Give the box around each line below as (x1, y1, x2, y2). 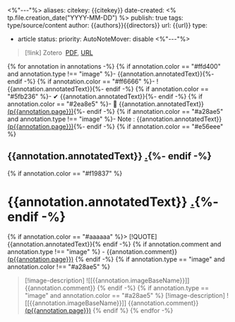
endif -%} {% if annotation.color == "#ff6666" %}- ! (7, 77, 159, 86)
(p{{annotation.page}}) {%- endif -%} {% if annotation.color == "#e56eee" (7, 122, 224, 130)
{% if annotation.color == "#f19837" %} (7, 169, 123, 178)
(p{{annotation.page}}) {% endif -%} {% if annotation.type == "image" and (7, 255, 225, 263)
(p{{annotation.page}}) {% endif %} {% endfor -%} (24, 306, 174, 314)
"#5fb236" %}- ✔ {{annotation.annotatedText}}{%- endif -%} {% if (7, 92, 203, 100)
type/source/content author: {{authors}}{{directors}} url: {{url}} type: (7, 21, 208, 29)
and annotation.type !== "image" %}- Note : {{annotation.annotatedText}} (7, 115, 222, 123)
